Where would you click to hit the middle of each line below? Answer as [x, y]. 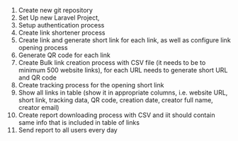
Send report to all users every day [68, 130]
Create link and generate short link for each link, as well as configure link [124, 40]
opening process [43, 48]
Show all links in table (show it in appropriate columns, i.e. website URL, [123, 92]
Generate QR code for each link [64, 55]
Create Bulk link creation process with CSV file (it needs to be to [112, 62]
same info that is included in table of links [79, 122]
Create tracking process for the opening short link [91, 85]
